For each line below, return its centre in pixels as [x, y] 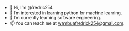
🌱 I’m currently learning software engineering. [56, 18]
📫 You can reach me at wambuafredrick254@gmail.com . [67, 23]
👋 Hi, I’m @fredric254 [31, 8]
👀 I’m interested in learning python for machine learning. [66, 13]
